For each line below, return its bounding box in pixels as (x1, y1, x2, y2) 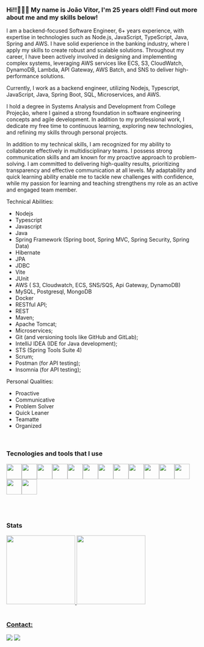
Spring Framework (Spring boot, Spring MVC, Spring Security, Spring (15, 236, 189, 244)
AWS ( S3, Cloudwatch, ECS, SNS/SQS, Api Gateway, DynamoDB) (15, 282, 181, 289)
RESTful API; (15, 301, 48, 309)
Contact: (6, 620, 33, 629)
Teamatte (15, 416, 40, 423)
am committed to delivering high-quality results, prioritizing (30, 160, 180, 168)
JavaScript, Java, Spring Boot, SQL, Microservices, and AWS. (6, 91, 161, 99)
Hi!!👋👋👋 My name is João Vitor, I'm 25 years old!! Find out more (6, 6, 197, 14)
